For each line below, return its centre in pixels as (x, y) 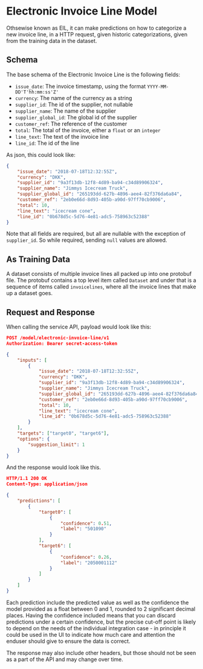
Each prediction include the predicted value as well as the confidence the (98, 602)
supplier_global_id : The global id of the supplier (76, 117)
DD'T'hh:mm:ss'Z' (37, 92)
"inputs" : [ (32, 360)
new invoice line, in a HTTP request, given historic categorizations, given (97, 34)
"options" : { (34, 439)
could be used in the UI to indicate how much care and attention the (91, 634)
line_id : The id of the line (47, 143)
